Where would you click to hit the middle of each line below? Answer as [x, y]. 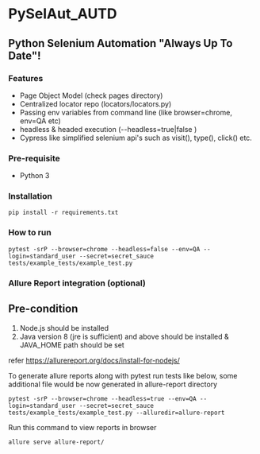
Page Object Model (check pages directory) [91, 95]
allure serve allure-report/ [56, 442]
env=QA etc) [40, 121]
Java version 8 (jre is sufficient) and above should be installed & [124, 336]
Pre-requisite [34, 158]
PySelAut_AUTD [63, 14]
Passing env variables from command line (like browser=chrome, [126, 112]
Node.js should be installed [64, 328]
